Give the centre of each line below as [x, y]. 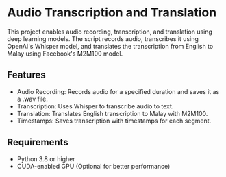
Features [26, 75]
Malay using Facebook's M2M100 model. [65, 54]
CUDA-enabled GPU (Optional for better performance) [93, 166]
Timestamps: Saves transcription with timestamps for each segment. [114, 121]
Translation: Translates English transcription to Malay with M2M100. [112, 113]
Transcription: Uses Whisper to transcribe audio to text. [95, 106]
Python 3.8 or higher [46, 158]
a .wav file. [32, 99]
